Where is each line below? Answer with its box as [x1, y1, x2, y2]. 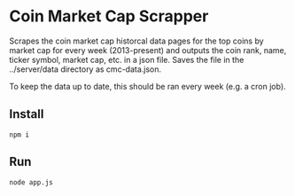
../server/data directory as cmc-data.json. [9, 64, 162, 74]
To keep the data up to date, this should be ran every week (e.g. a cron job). [9, 81, 286, 91]
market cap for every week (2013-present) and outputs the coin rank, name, [9, 44, 287, 55]
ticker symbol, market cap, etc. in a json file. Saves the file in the [9, 54, 245, 65]
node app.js [9, 177, 53, 187]
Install [9, 106, 44, 122]
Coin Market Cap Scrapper [9, 6, 209, 27]
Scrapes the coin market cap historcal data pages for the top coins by [9, 35, 264, 46]
